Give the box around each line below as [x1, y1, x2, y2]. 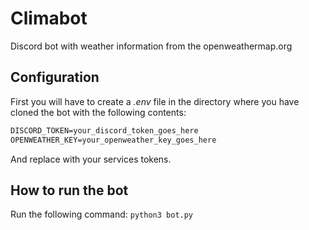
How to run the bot [10, 182, 129, 199]
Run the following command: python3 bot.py [10, 208, 194, 221]
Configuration [10, 69, 100, 86]
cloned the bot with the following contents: [10, 106, 187, 118]
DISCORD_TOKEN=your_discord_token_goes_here [10, 125, 199, 136]
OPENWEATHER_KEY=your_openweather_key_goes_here [10, 135, 217, 145]
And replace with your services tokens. [10, 153, 172, 165]
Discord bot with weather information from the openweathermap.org [10, 40, 293, 52]
